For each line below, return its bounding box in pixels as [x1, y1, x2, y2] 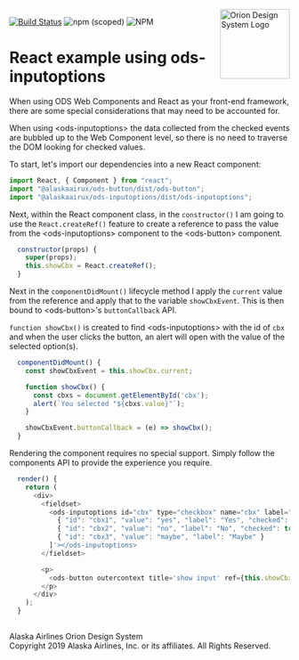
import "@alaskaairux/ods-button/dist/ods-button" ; [9, 184, 205, 193]
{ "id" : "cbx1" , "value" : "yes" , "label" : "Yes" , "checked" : [56, 516, 289, 525]
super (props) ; [25, 253, 77, 262]
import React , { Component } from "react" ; [9, 175, 174, 185]
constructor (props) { [17, 245, 98, 254]
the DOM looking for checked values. [9, 142, 146, 152]
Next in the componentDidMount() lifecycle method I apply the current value [9, 286, 283, 297]
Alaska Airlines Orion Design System [9, 631, 143, 642]
